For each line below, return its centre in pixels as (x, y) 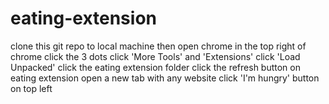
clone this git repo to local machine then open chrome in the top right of (158, 46)
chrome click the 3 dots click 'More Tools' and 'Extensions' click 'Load (155, 56)
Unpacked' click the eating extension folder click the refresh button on (155, 67)
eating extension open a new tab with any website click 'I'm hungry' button (165, 78)
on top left (31, 88)
